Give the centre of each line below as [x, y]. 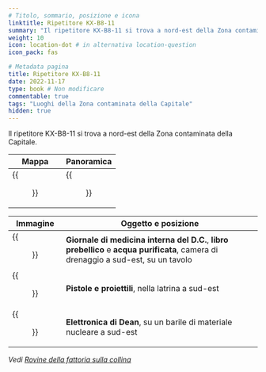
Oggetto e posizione [160, 224]
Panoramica [89, 162]
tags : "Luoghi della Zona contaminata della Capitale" [101, 104]
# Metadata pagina [38, 67]
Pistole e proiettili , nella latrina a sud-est [142, 289]
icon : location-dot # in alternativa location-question [102, 45]
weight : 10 [26, 38]
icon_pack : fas [33, 52]
